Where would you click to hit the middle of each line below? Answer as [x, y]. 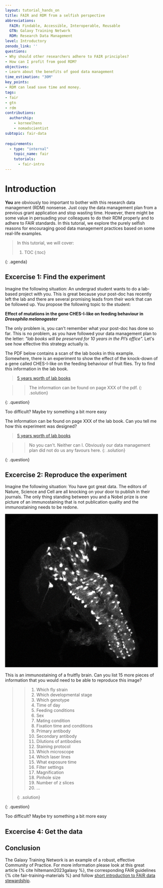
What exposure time [56, 762]
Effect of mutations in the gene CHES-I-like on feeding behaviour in [74, 313]
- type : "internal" [29, 149]
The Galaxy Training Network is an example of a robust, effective [70, 860]
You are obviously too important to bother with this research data [70, 202]
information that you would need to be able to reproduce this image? [73, 680]
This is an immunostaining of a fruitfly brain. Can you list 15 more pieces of [80, 675]
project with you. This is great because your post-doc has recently [85, 294]
